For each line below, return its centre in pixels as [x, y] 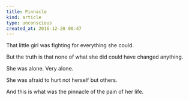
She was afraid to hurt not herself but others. [62, 80]
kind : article [24, 17]
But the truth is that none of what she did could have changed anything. [95, 57]
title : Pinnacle [26, 12]
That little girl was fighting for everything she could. [70, 45]
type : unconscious [29, 23]
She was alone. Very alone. [40, 69]
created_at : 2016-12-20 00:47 [44, 28]
